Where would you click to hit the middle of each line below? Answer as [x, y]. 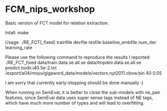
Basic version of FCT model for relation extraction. [57, 23]
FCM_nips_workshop [50, 9]
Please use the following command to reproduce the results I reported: [78, 57]
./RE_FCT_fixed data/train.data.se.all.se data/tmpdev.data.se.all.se [73, 62]
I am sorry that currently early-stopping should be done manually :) [74, 83]
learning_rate [19, 47]
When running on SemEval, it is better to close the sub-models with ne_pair [83, 92]
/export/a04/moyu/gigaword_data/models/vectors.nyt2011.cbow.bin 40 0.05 [83, 73]
